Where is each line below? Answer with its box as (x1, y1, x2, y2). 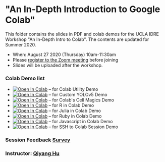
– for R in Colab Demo (48, 102, 94, 109)
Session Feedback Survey (5, 136, 71, 143)
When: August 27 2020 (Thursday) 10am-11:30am (12, 51, 116, 58)
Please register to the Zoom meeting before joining (12, 57, 119, 63)
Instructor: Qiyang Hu (5, 150, 60, 157)
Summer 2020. (5, 41, 36, 47)
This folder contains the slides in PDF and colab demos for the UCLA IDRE (5, 31, 159, 37)
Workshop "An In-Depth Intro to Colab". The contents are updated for (5, 36, 149, 42)
